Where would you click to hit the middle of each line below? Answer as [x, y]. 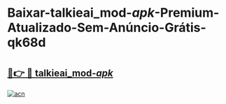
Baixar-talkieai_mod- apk [81, 13]
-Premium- [187, 13]
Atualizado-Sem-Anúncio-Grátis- [107, 28]
